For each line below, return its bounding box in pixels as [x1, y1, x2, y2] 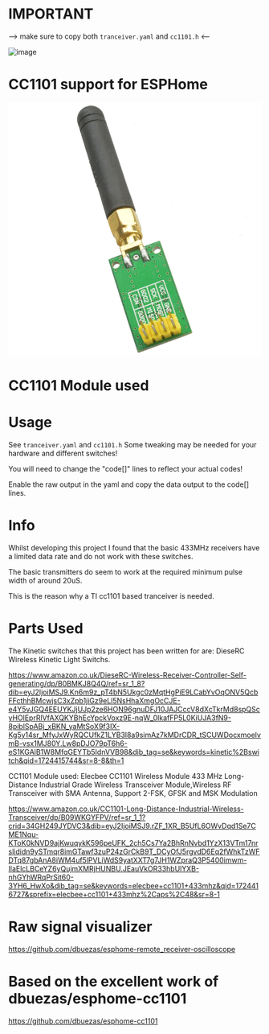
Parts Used [8, 620, 84, 638]
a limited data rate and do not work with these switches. [8, 551, 194, 561]
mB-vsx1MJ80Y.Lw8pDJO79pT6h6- [8, 738, 128, 748]
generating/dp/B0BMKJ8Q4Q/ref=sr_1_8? [8, 678, 145, 688]
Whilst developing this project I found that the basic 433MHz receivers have [8, 542, 260, 552]
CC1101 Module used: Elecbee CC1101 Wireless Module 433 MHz [8, 771, 223, 781]
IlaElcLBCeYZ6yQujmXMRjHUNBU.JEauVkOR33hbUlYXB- [8, 863, 199, 873]
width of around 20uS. [8, 575, 83, 585]
